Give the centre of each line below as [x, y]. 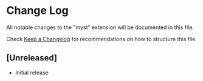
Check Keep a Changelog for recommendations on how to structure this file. [102, 39]
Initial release [32, 73]
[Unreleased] [32, 58]
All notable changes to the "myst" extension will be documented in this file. [100, 27]
